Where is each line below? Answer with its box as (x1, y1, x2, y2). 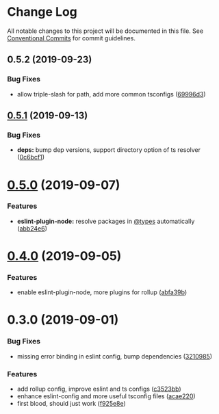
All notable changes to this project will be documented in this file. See (7, 27, 204, 35)
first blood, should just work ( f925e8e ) (16, 400, 127, 408)
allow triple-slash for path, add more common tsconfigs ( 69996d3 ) (16, 90, 207, 98)
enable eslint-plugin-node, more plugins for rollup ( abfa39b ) (16, 288, 188, 296)
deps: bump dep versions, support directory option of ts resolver (16, 146, 201, 154)
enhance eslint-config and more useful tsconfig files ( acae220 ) (16, 392, 196, 400)
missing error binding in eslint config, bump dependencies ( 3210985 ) (16, 352, 213, 360)
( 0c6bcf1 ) (16, 153, 44, 161)
